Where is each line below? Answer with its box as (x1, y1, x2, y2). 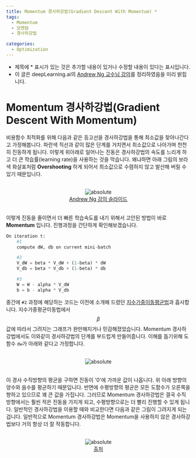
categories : (6, 41, 35, 47)
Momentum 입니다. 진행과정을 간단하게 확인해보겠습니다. (6, 221, 138, 228)
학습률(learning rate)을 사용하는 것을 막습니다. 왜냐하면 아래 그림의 (24, 156, 177, 163)
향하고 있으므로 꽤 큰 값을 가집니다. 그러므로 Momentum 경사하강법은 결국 (6, 391, 176, 398)
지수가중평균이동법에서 (18, 306, 71, 313)
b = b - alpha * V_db (16, 287, 69, 293)
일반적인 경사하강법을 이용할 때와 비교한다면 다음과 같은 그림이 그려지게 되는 (13, 406, 187, 413)
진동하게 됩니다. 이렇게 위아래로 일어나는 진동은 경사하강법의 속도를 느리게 (12, 148, 181, 156)
